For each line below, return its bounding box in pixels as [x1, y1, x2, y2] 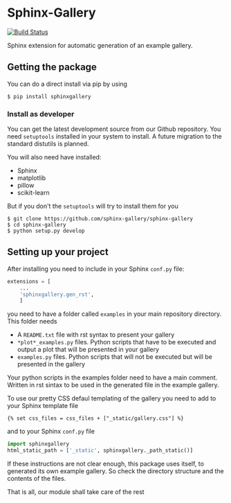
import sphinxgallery [7, 441, 70, 448]
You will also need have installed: [7, 153, 102, 161]
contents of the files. [7, 475, 66, 483]
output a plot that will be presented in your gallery [17, 345, 160, 354]
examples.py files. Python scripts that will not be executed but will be [17, 353, 213, 361]
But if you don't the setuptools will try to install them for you [7, 202, 178, 211]
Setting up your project [7, 246, 109, 258]
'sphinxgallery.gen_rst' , [19, 291, 95, 298]
